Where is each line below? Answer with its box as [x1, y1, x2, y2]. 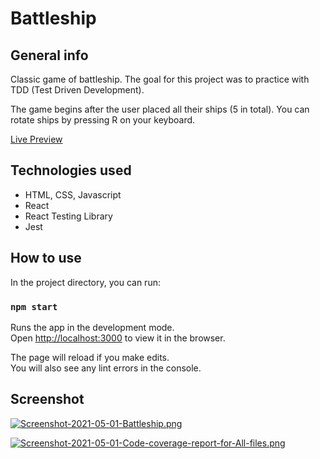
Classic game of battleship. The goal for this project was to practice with [10, 73, 310, 85]
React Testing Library [24, 210, 113, 222]
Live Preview [10, 133, 63, 145]
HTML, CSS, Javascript [24, 188, 122, 201]
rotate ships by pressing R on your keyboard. [10, 114, 196, 126]
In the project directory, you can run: [10, 276, 161, 288]
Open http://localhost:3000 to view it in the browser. [10, 332, 226, 344]
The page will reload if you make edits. [10, 351, 170, 363]
